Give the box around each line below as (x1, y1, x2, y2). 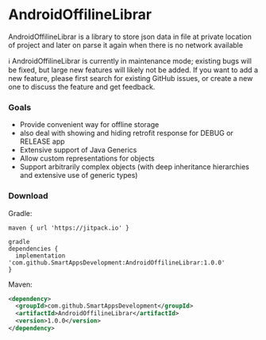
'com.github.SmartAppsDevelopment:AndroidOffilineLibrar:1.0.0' (8, 258, 226, 267)
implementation (15, 252, 66, 260)
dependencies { (8, 245, 59, 253)
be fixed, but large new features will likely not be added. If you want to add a (8, 65, 258, 75)
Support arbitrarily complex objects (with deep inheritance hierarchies (19, 162, 250, 172)
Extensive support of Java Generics (19, 145, 137, 155)
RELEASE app (19, 137, 65, 146)
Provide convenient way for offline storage (19, 120, 160, 129)
